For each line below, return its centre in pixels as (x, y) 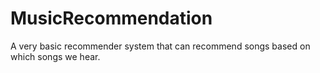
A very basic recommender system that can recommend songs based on (160, 46)
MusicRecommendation (111, 18)
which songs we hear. (55, 56)
